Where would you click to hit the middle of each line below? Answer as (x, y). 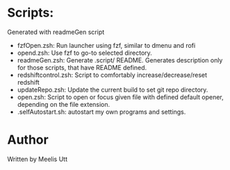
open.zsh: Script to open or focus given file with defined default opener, (120, 97)
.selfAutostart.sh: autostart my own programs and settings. (101, 112)
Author (28, 140)
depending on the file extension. (64, 104)
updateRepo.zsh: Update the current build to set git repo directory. (113, 90)
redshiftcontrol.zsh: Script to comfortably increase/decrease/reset (112, 75)
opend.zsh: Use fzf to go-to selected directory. (85, 53)
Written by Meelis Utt (38, 159)
